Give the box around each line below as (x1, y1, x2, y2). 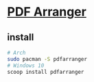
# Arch (7, 49, 26, 56)
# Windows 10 (7, 62, 45, 69)
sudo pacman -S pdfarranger (7, 55, 88, 62)
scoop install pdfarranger (7, 68, 84, 75)
